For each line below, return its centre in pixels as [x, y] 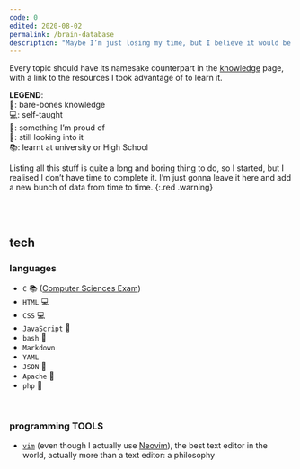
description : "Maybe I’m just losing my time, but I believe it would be [150, 43]
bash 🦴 [34, 337]
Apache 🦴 [38, 376]
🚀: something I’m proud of [57, 128]
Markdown [39, 348]
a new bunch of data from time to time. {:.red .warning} [111, 187]
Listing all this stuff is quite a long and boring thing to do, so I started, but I [147, 168]
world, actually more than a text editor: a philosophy [119, 456]
